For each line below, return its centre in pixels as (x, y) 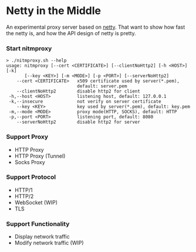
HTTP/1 (23, 190)
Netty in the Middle (54, 11)
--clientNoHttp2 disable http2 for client (79, 91)
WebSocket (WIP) (36, 202)
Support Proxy (27, 137)
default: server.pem (102, 86)
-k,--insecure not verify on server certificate (85, 102)
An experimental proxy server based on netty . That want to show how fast (96, 27)
